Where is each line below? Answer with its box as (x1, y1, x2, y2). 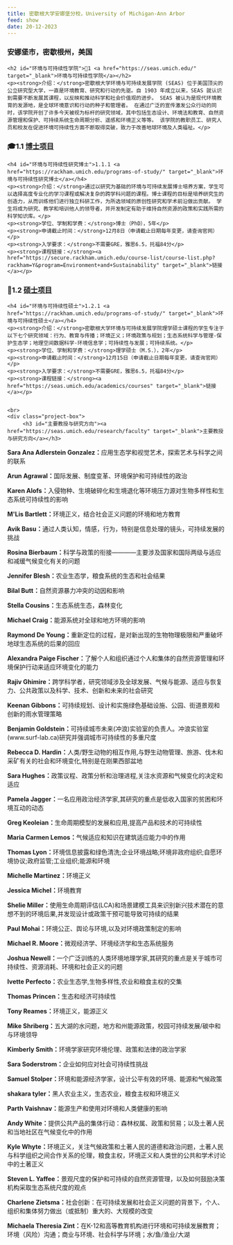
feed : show (7, 17, 39, 24)
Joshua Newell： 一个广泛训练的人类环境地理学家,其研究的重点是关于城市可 (7, 954, 223, 963)
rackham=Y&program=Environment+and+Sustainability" (7, 261, 159, 268)
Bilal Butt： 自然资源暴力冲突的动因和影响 (7, 587, 125, 595)
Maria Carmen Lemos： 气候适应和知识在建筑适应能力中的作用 (7, 833, 186, 842)
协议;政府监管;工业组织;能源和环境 (12, 856, 110, 865)
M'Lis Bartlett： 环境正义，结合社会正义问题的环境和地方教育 (7, 510, 181, 519)
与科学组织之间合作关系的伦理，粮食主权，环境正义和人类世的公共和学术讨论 (7, 1151, 226, 1159)
